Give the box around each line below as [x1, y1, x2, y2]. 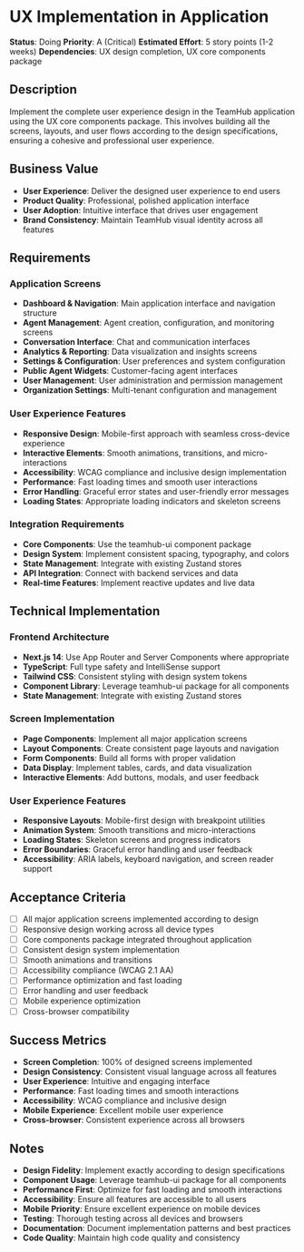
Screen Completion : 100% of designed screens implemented [22, 1057, 252, 1068]
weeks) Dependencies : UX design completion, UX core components [9, 45, 266, 56]
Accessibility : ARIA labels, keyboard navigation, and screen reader [22, 854, 274, 865]
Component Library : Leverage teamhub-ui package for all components [22, 680, 289, 691]
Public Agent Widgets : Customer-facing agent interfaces [22, 366, 239, 377]
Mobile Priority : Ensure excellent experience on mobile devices [22, 1204, 261, 1215]
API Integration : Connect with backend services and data [22, 567, 239, 578]
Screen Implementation [9, 712, 115, 725]
